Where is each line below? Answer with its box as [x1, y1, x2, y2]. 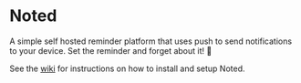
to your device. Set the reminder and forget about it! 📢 [9, 45, 213, 56]
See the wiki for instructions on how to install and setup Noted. [9, 63, 245, 74]
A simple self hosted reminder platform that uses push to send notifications [9, 36, 293, 47]
